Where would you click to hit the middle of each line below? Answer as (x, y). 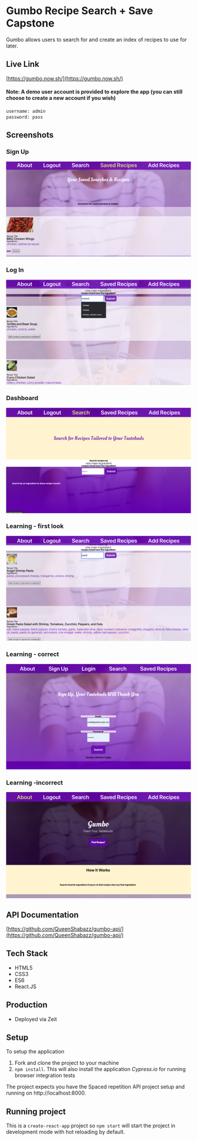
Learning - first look (35, 526)
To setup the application (35, 1052)
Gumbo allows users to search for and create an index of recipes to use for (97, 39)
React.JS (26, 986)
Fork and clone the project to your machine (67, 1063)
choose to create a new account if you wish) (61, 98)
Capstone (30, 23)
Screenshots (30, 135)
